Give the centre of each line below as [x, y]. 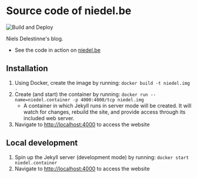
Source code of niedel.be [69, 11]
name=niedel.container [42, 100]
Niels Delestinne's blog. [35, 38]
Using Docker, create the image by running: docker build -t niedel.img [102, 83]
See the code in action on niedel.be [58, 50]
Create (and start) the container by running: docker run [81, 94]
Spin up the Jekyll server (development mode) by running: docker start [102, 157]
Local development [42, 143]
